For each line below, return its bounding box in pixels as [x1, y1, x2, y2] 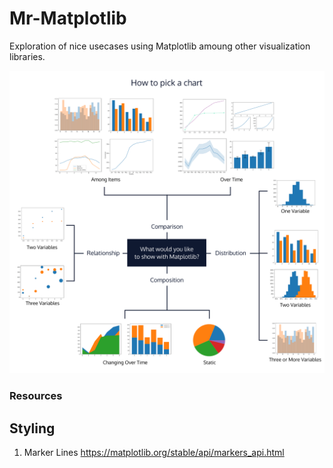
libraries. [9, 50, 46, 62]
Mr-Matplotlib [9, 7, 127, 30]
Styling [9, 420, 56, 437]
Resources [9, 389, 63, 403]
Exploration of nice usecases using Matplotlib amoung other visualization [9, 40, 311, 52]
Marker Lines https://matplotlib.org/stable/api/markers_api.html [23, 446, 285, 458]
